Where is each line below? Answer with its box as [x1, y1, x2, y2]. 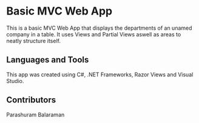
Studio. [6, 77, 24, 84]
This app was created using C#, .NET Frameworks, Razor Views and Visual [6, 71, 194, 78]
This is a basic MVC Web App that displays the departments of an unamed [6, 24, 192, 32]
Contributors [6, 95, 56, 105]
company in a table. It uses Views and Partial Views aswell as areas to [6, 30, 181, 38]
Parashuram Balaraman [6, 111, 65, 118]
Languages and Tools [6, 55, 89, 65]
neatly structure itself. [6, 37, 61, 44]
